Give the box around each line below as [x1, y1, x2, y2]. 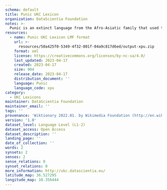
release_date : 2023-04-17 [14, 72, 68, 77]
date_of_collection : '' [5, 141, 55, 146]
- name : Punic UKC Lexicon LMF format [9, 35, 90, 40]
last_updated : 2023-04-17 [14, 58, 68, 63]
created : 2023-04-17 [14, 62, 57, 67]
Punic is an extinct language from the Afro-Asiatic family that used [9, 26, 159, 31]
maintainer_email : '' [5, 104, 50, 109]
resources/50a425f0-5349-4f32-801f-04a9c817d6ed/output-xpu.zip [18, 44, 155, 49]
